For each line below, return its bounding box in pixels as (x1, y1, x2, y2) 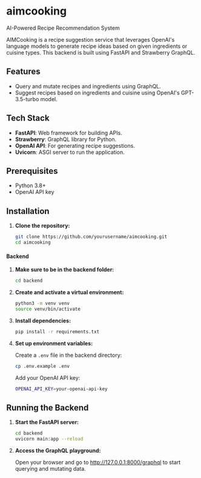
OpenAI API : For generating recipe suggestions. (15, 142, 135, 149)
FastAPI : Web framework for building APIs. (15, 129, 122, 136)
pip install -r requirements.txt (15, 328, 100, 334)
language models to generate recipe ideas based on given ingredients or (6, 42, 188, 50)
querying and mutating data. (15, 465, 86, 472)
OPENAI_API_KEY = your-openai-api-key (15, 386, 108, 392)
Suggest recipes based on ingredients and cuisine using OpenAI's (15, 89, 180, 96)
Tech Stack (6, 113, 50, 124)
